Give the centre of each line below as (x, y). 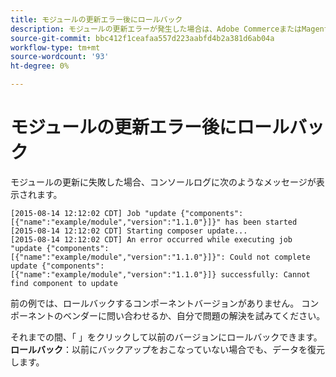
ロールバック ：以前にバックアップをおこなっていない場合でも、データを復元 (167, 349)
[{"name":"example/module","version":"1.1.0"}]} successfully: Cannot (160, 274)
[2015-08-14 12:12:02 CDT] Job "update (93, 213)
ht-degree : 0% (40, 66)
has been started (261, 222)
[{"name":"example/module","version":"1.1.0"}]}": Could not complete (160, 257)
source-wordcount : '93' (60, 57)
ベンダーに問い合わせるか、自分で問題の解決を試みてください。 (194, 315)
